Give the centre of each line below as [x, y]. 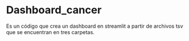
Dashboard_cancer [54, 10]
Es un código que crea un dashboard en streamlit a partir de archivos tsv [95, 26]
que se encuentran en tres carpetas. [50, 32]
